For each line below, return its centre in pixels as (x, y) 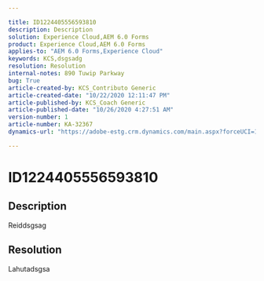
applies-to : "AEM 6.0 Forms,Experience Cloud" (86, 52)
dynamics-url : (31, 132)
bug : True (24, 80)
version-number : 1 (38, 117)
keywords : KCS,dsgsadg (45, 59)
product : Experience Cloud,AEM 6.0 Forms (77, 44)
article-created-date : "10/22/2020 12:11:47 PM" (89, 95)
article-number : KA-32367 (50, 125)
